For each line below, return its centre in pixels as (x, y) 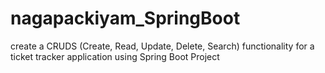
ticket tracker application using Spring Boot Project (115, 56)
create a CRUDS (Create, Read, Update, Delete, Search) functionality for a (162, 46)
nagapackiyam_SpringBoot (125, 18)
